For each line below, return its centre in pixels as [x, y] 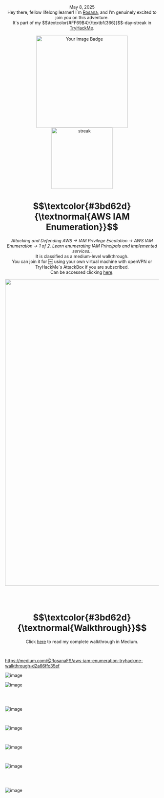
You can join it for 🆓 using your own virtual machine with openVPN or [82, 261]
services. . [82, 251]
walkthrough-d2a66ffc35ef [32, 666]
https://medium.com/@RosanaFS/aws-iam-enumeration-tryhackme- [74, 660]
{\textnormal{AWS [72, 217]
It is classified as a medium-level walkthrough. [82, 256]
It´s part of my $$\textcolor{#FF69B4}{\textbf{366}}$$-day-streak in [82, 23]
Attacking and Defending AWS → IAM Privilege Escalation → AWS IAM [82, 240]
